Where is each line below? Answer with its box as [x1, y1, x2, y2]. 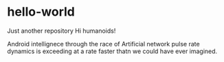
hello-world [7, 4, 76, 20]
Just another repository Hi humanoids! [7, 27, 116, 35]
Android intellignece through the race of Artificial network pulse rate [7, 40, 201, 48]
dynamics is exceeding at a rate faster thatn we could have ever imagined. [7, 47, 218, 55]
